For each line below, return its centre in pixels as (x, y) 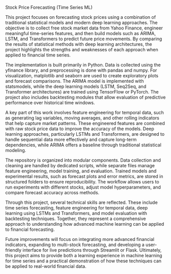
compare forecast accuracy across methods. (52, 192)
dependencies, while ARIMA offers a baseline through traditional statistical (83, 145)
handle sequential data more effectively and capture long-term (71, 140)
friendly (13, 250)
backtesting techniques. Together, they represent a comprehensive (76, 219)
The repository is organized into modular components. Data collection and (83, 160)
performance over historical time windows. (50, 103)
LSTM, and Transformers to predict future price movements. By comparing (84, 39)
